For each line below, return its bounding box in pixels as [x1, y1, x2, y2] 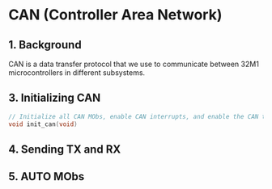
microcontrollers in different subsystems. [8, 68, 146, 78]
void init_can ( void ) [8, 120, 79, 128]
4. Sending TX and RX [8, 142, 121, 156]
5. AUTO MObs [8, 170, 85, 183]
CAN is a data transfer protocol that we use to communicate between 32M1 [8, 59, 259, 69]
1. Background [8, 38, 83, 52]
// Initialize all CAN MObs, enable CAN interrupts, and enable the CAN [8, 112, 259, 120]
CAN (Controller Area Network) [8, 6, 223, 24]
